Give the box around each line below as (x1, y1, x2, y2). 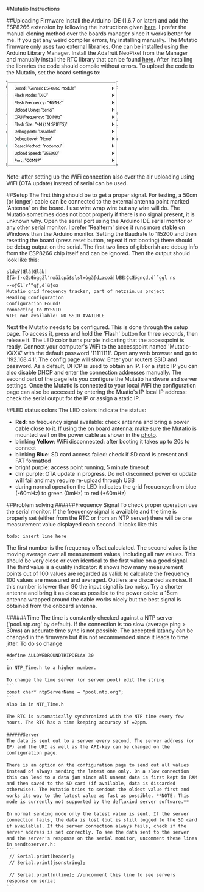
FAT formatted (15, 457, 51, 464)
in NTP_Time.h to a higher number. (6, 665, 97, 671)
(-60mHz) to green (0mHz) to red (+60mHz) (15, 490, 127, 497)
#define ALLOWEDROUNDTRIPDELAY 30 (6, 653, 94, 659)
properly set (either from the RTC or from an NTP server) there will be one (6, 514, 192, 522)
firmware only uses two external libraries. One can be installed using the (6, 43, 188, 50)
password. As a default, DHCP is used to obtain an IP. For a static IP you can (6, 363, 198, 369)
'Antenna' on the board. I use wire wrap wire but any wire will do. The (6, 204, 180, 211)
